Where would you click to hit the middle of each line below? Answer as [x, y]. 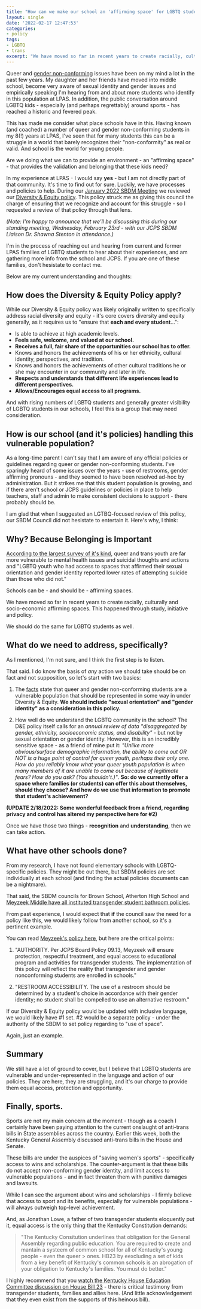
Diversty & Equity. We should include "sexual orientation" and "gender [104, 702]
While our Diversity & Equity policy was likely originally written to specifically [100, 309]
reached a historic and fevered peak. [51, 111]
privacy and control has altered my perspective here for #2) [82, 814]
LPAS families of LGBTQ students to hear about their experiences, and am [97, 252]
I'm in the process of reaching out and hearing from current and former [94, 245]
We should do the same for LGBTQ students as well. [70, 626]
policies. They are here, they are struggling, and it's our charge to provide [97, 1081]
